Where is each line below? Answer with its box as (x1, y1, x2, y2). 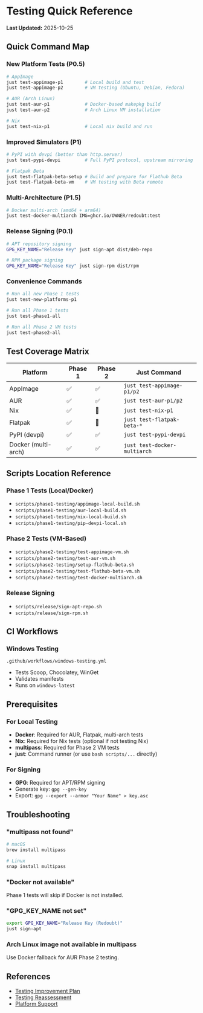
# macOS (6, 841, 26, 847)
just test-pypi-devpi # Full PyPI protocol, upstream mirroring (6, 157, 193, 163)
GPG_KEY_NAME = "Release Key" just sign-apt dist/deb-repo (6, 246, 153, 252)
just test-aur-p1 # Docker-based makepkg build (6, 101, 161, 108)
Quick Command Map (6, 42, 89, 52)
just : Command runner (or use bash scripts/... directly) (14, 750, 158, 757)
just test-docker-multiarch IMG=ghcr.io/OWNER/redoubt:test (6, 213, 161, 219)
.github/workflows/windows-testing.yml (6, 658, 107, 664)
